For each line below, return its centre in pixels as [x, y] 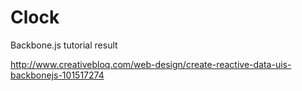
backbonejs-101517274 [57, 75]
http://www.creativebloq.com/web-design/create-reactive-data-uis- [151, 64]
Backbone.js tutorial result [64, 45]
